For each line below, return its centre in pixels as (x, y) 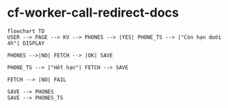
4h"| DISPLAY (26, 43)
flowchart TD (26, 31)
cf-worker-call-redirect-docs (93, 13)
